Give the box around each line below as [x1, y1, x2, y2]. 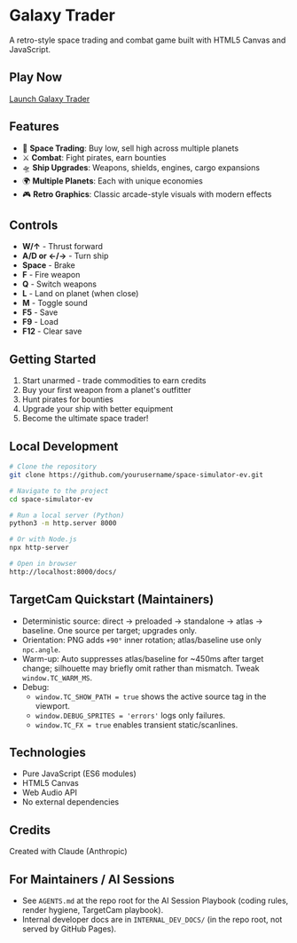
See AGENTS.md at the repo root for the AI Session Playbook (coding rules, [21, 895, 289, 906]
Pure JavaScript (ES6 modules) [21, 768, 137, 779]
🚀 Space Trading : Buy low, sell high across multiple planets [21, 143, 239, 153]
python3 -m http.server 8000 [9, 519, 117, 528]
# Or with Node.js [9, 535, 77, 544]
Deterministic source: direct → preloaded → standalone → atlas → [21, 616, 263, 626]
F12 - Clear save [21, 326, 82, 337]
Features [9, 119, 59, 134]
